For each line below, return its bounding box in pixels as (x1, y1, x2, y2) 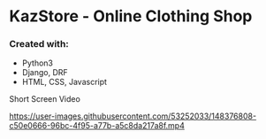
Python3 (21, 58, 53, 68)
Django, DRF (21, 67, 68, 78)
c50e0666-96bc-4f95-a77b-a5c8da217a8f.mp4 (9, 120, 186, 131)
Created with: (9, 38, 69, 50)
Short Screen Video (9, 94, 81, 104)
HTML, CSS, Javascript (21, 77, 108, 88)
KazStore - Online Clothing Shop (9, 6, 253, 27)
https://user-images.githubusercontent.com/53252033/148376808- (9, 111, 257, 121)
